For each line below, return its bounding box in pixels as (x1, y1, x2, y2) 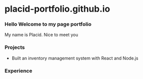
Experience (4, 67, 32, 74)
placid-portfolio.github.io (4, 3, 111, 15)
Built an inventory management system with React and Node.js (11, 55, 139, 61)
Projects (4, 44, 25, 51)
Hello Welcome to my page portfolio (4, 21, 92, 28)
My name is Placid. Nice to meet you (4, 32, 79, 38)
